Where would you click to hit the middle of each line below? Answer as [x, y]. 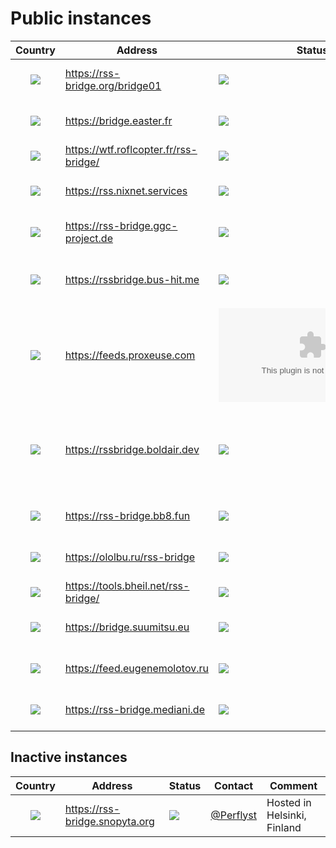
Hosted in [289, 802]
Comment [293, 785]
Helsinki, [286, 815]
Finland [284, 827]
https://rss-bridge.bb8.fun [127, 515]
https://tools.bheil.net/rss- [127, 585]
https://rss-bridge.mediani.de [134, 709]
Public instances [81, 18]
